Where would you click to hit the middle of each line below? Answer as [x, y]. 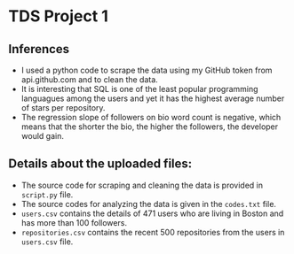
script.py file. [47, 194]
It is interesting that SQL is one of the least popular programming [139, 89]
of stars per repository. [63, 108]
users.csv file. [47, 242]
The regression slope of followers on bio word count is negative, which [151, 117]
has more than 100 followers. [74, 222]
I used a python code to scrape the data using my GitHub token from [147, 70]
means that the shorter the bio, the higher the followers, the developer [150, 127]
